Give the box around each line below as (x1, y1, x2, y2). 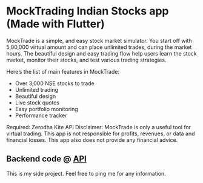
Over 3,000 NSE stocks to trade (15, 80, 95, 87)
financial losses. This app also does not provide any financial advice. (6, 136, 178, 143)
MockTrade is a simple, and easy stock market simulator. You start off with (6, 37, 192, 44)
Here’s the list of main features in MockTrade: (6, 68, 120, 75)
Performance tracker (15, 112, 67, 119)
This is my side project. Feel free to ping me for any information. (6, 170, 167, 177)
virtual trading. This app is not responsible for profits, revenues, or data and (6, 130, 195, 137)
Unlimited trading (15, 86, 59, 93)
